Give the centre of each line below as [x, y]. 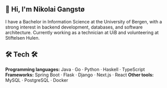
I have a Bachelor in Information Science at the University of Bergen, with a [84, 21]
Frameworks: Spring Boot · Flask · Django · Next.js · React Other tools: [79, 75]
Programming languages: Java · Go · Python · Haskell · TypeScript [75, 69]
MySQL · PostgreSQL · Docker [37, 80]
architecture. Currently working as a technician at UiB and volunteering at [82, 32]
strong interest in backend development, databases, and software [74, 27]
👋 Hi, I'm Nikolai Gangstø [45, 9]
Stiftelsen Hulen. [22, 38]
